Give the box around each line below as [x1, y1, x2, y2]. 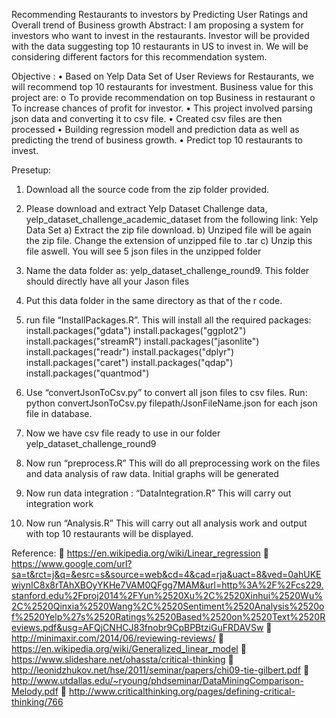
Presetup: [11, 164, 52, 176]
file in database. [25, 408, 93, 419]
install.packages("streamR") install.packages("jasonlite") [25, 335, 260, 347]
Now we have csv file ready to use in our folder [25, 427, 221, 439]
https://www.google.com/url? [11, 558, 133, 569]
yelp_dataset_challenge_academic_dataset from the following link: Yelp [25, 214, 319, 225]
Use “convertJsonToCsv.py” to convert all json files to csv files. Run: [25, 387, 308, 398]
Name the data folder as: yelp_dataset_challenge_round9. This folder [25, 265, 310, 276]
